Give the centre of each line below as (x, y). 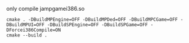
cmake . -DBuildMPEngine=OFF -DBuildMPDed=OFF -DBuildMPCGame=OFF (92, 20)
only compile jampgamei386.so (46, 9)
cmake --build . (27, 35)
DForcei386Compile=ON (34, 30)
